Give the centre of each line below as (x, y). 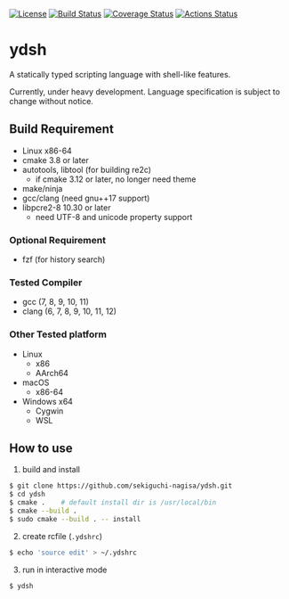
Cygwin (49, 411)
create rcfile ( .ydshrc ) (62, 536)
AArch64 (52, 373)
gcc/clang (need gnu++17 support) (86, 198)
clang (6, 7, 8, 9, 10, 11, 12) (69, 311)
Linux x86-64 (47, 151)
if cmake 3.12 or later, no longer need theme (116, 179)
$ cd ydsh (28, 495)
